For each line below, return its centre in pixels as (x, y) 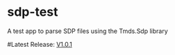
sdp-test (33, 12)
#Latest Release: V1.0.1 (40, 44)
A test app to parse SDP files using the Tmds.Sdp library (87, 31)
